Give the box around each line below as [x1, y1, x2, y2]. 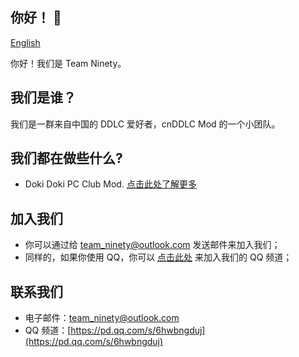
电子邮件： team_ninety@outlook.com [24, 312, 180, 324]
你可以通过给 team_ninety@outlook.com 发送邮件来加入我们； [24, 239, 281, 251]
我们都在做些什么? [10, 150, 123, 167]
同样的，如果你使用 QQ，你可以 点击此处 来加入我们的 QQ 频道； [24, 251, 293, 263]
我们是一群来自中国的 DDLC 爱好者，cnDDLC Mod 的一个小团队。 [10, 118, 281, 130]
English [10, 36, 41, 48]
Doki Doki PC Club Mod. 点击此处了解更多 [24, 178, 197, 190]
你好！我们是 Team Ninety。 [10, 57, 127, 69]
